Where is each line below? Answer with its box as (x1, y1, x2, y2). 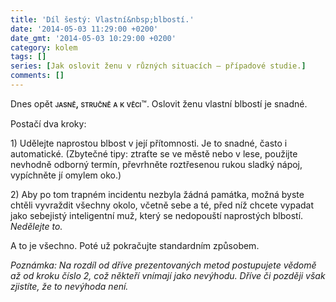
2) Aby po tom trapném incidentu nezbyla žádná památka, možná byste (10, 188, 305, 200)
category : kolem (10, 42, 78, 53)
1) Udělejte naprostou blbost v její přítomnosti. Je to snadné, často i (10, 137, 288, 149)
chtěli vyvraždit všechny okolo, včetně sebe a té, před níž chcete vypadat (10, 199, 315, 211)
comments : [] (10, 71, 65, 81)
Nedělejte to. (10, 220, 63, 232)
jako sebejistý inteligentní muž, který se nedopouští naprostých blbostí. (10, 209, 304, 221)
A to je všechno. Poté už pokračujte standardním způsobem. (10, 239, 260, 251)
